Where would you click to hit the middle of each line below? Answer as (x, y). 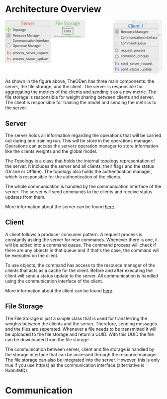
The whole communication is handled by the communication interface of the (83, 187)
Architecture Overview (53, 9)
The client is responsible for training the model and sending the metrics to (81, 103)
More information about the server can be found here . (60, 207)
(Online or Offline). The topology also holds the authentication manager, (79, 172)
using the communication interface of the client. (54, 281)
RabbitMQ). (17, 370)
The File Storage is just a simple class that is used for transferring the (76, 318)
